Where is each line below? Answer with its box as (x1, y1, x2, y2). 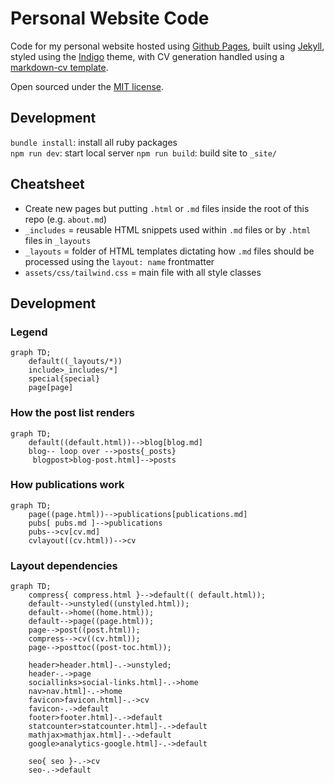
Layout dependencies (10, 558, 118, 572)
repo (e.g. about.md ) (24, 213, 107, 225)
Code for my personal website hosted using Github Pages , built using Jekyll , (10, 40, 325, 52)
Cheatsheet (10, 176, 85, 193)
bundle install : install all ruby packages (10, 136, 178, 148)
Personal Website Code (10, 7, 210, 30)
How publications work (10, 478, 125, 492)
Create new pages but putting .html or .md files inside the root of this (24, 202, 310, 214)
